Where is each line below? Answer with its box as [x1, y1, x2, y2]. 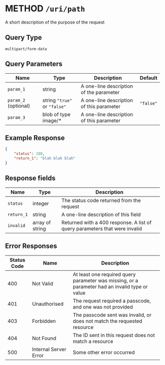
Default [139, 74, 158, 81]
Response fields [5, 174, 55, 182]
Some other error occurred [73, 349, 135, 356]
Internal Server [31, 346, 66, 353]
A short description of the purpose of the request [5, 19, 105, 25]
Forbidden [31, 317, 56, 324]
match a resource [73, 337, 113, 344]
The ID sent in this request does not [73, 332, 155, 338]
